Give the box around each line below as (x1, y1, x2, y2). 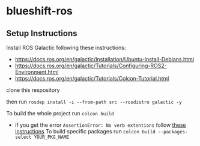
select (14, 134, 32, 140)
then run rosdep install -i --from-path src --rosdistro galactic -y (6, 98, 182, 105)
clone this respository (6, 87, 60, 94)
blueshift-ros (6, 4, 73, 18)
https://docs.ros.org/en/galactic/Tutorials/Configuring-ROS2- (14, 62, 167, 69)
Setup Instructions (6, 28, 77, 38)
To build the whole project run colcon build (6, 110, 114, 117)
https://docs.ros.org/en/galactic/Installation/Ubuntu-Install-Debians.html (14, 56, 194, 62)
